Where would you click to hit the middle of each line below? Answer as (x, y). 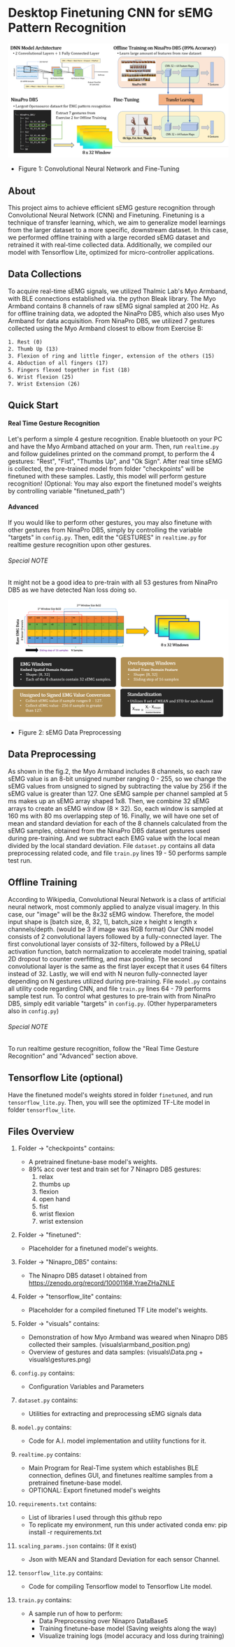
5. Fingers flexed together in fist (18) (69, 370)
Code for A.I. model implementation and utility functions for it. (117, 1441)
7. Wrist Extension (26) (44, 384)
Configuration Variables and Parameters (86, 1387)
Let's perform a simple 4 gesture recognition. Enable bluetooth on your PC (115, 439)
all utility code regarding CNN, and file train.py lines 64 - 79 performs (109, 989)
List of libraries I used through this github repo (95, 1518)
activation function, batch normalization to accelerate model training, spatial (117, 951)
